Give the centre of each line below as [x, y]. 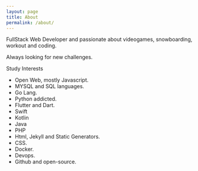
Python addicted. [36, 99]
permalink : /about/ [30, 22]
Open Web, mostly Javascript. [52, 80]
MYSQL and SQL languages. [49, 86]
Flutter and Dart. [35, 105]
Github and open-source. [46, 162]
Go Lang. [26, 93]
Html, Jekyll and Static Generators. [57, 137]
